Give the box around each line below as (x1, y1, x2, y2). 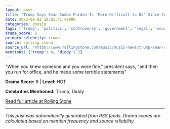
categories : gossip (5, 21, 47, 27)
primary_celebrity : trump (5, 36, 60, 41)
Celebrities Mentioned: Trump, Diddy (5, 88, 84, 94)
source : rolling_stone (5, 40, 53, 45)
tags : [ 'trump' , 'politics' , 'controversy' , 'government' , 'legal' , (5, 26, 153, 31)
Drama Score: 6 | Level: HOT (5, 79, 67, 85)
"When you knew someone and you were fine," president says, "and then (5, 63, 158, 70)
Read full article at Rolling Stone (5, 98, 72, 104)
